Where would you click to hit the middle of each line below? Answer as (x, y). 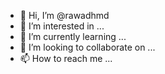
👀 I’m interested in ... (62, 26)
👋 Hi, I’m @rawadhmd (64, 15)
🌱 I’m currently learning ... (73, 36)
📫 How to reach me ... (66, 58)
